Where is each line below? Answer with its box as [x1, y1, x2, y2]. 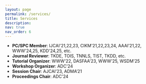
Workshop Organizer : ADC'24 [12, 63, 73, 69]
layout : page [5, 7, 31, 12]
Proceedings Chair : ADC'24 [12, 73, 69, 79]
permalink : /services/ [5, 12, 51, 16]
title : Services [5, 16, 38, 21]
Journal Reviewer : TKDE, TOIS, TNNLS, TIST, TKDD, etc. [12, 53, 126, 58]
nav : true [5, 25, 25, 30]
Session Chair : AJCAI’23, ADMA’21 [12, 69, 82, 74]
